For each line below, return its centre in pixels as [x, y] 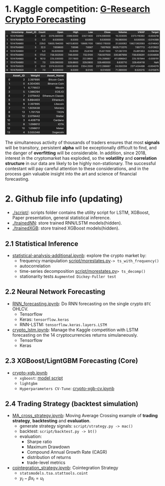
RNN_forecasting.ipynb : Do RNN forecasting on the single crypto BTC [82, 304]
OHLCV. [20, 309]
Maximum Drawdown [48, 447]
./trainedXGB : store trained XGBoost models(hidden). [66, 228]
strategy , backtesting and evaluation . [51, 421]
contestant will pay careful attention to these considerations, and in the [77, 169]
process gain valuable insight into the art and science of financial [71, 174]
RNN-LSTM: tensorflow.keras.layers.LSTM [63, 324]
